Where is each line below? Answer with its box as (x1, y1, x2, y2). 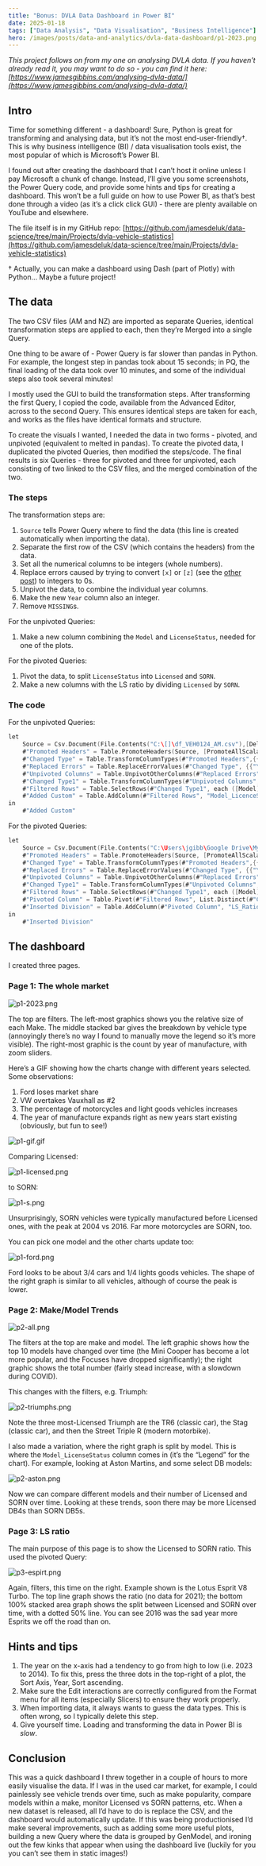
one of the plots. (19, 641, 74, 650)
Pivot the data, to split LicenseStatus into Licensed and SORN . (19, 672, 216, 681)
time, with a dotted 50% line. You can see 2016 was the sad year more (8, 1609, 238, 1618)
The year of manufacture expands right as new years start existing (19, 1112, 237, 1122)
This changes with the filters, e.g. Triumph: (8, 1387, 148, 1396)
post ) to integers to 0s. (19, 576, 95, 586)
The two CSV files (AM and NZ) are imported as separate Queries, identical (8, 316, 253, 326)
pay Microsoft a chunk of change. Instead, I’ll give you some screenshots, (8, 174, 249, 183)
